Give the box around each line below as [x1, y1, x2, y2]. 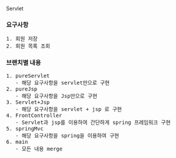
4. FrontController [6, 112, 62, 119]
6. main [6, 138, 28, 145]
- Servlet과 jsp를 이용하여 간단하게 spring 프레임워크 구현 [15, 119, 171, 126]
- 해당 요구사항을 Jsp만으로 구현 [15, 92, 98, 99]
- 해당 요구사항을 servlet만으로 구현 [15, 79, 110, 86]
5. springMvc [6, 125, 44, 132]
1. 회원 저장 [6, 35, 38, 42]
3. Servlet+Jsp [6, 99, 50, 105]
